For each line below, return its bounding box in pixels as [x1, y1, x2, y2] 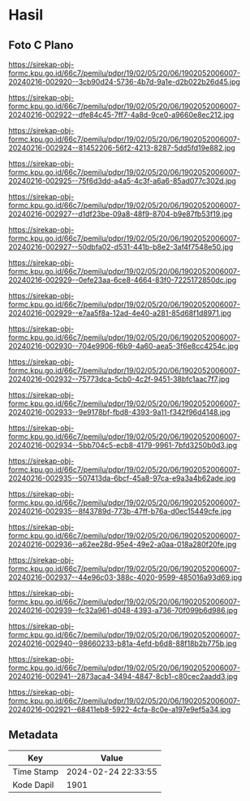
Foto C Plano [8, 38, 74, 52]
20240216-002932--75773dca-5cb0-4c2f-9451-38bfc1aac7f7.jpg [8, 374, 230, 384]
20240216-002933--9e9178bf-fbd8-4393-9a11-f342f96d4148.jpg [8, 407, 231, 416]
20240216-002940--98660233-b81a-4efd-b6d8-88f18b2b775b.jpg [8, 638, 237, 648]
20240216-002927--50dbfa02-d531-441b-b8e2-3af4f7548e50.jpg [8, 242, 234, 251]
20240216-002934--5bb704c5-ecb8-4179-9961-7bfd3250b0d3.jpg [8, 441, 238, 450]
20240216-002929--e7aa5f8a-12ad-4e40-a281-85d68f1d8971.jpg [8, 308, 231, 318]
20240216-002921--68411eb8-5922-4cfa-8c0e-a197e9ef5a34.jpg [8, 705, 231, 714]
